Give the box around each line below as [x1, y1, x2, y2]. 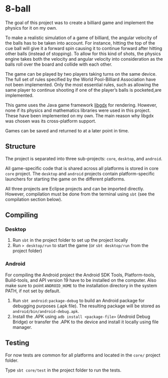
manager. [12, 324, 33, 330]
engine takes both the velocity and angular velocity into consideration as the [5, 56, 163, 62]
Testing [5, 339, 30, 347]
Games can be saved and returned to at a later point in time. [5, 127, 129, 133]
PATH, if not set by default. [5, 288, 61, 294]
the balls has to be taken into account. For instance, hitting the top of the [5, 40, 155, 46]
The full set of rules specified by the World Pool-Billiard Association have [5, 76, 156, 82]
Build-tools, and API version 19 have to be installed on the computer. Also [5, 277, 156, 283]
